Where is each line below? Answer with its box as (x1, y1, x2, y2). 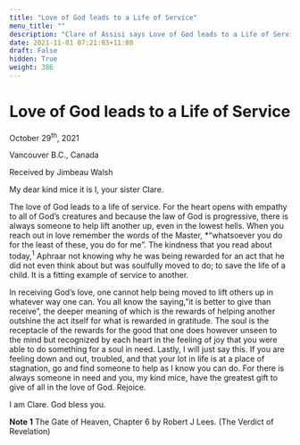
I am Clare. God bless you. (9, 399, 106, 410)
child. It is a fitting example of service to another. (9, 270, 189, 281)
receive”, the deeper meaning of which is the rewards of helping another (9, 306, 276, 317)
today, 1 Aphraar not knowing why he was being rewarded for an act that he (9, 249, 286, 262)
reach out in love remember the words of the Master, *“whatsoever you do (9, 230, 283, 241)
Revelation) (9, 426, 51, 437)
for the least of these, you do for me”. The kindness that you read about (9, 239, 272, 250)
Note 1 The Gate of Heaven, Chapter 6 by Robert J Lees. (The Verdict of (9, 416, 274, 427)
